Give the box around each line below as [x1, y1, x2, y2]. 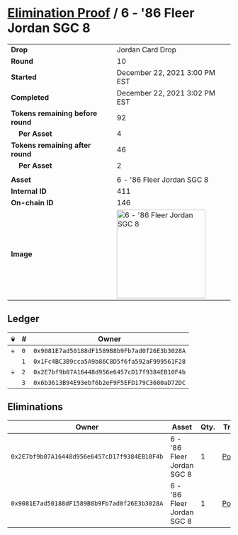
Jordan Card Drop [116, 45, 177, 54]
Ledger [7, 313, 40, 325]
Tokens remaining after [11, 140, 91, 150]
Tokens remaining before [11, 108, 98, 118]
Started [11, 72, 37, 82]
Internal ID [11, 186, 47, 196]
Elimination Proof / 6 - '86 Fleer [7, 5, 195, 21]
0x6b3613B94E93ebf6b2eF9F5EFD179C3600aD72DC [33, 379, 186, 386]
